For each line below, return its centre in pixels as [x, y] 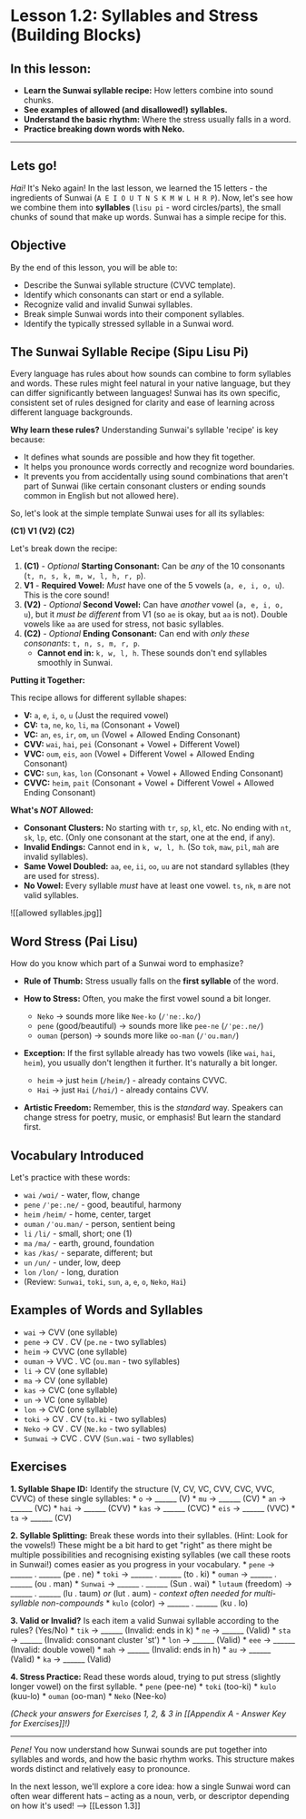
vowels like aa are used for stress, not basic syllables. [123, 624]
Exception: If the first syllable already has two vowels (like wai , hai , [149, 1053]
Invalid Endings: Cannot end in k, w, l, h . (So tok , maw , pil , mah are [151, 847]
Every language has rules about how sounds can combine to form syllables [151, 374]
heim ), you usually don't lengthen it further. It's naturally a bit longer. [150, 1063]
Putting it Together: [48, 680]
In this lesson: [51, 69]
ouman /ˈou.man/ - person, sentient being [99, 1224]
